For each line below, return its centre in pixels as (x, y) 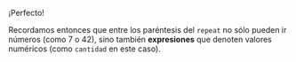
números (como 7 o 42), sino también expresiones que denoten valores (140, 39)
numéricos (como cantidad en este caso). (84, 49)
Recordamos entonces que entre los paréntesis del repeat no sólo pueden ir (148, 30)
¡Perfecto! (27, 13)
